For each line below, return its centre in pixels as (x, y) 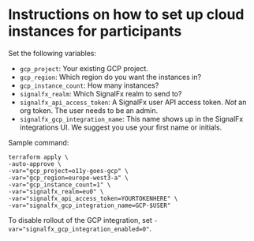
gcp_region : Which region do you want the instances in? (110, 77)
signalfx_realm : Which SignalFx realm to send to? (101, 93)
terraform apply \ (38, 157)
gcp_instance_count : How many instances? (89, 85)
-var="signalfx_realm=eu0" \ (56, 191)
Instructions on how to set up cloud (126, 15)
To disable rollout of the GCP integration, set (80, 220)
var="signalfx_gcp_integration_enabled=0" (79, 229)
